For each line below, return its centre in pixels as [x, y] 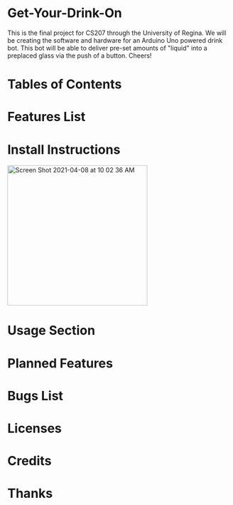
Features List [47, 117]
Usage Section [52, 331]
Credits [29, 461]
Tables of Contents [65, 84]
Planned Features [60, 363]
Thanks [30, 494]
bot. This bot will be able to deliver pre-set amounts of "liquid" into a [107, 48]
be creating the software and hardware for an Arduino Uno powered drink [115, 40]
